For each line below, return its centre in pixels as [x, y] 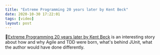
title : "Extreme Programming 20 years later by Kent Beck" [67, 9]
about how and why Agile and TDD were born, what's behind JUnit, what [79, 42]
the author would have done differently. [45, 47]
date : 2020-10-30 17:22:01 [33, 14]
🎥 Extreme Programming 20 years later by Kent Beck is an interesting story [80, 37]
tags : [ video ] [20, 18]
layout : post [18, 23]
